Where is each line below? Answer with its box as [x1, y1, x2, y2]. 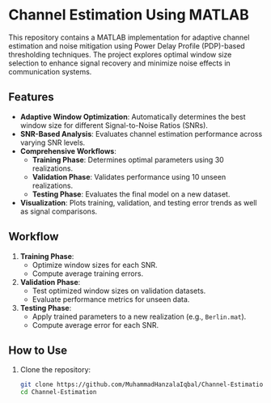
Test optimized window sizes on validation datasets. [32, 286, 206, 295]
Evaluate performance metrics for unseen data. [32, 294, 190, 304]
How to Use [8, 343, 68, 357]
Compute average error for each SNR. [32, 320, 159, 329]
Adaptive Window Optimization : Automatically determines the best [19, 112, 246, 121]
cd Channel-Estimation [19, 388, 97, 397]
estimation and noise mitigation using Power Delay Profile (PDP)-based [8, 40, 245, 50]
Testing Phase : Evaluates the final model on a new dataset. [32, 189, 231, 199]
